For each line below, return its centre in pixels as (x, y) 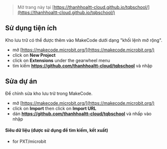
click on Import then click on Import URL (54, 108)
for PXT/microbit (29, 141)
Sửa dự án (21, 81)
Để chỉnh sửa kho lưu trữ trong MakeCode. (49, 93)
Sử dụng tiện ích (31, 28)
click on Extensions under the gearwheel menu (61, 60)
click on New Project (34, 55)
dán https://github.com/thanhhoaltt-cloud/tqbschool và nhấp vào (82, 114)
